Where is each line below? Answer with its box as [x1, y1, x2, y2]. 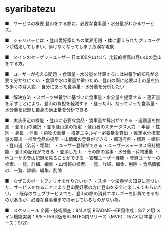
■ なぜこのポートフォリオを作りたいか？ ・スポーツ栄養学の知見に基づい [5, 178, 159, 184]
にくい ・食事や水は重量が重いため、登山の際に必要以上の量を [26, 77, 155, 83]
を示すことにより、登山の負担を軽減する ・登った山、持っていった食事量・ [5, 100, 159, 106]
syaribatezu [5, 3, 56, 15]
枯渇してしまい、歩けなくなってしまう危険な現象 [13, 43, 114, 49]
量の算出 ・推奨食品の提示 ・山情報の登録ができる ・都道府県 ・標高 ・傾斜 [5, 136, 160, 142]
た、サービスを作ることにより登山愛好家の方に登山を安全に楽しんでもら [5, 184, 154, 190]
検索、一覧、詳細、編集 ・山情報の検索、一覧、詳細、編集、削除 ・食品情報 [5, 161, 161, 167]
